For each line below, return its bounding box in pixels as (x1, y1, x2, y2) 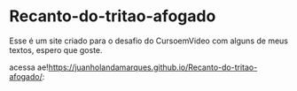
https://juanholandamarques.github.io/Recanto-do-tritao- (48, 62, 258, 72)
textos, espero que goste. (9, 44, 104, 55)
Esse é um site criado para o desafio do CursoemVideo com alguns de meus (9, 35, 288, 46)
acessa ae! (9, 62, 49, 72)
